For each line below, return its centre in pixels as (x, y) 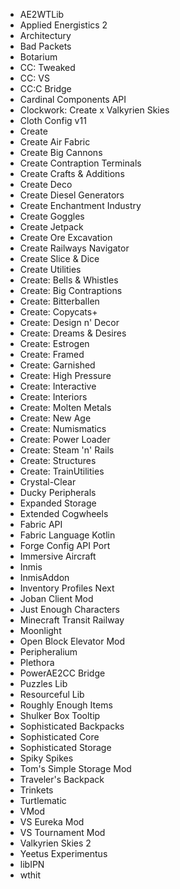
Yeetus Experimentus (63, 853)
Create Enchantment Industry (80, 205)
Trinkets (36, 790)
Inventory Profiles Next (67, 588)
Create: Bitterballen (59, 301)
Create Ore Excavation (66, 237)
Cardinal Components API (73, 99)
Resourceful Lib (52, 694)
